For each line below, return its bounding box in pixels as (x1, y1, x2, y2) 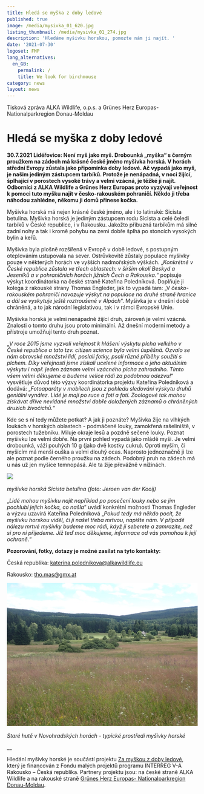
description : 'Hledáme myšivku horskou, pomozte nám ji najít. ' (7, 35, 175, 42)
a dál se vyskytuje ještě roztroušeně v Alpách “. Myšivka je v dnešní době (7, 297, 189, 305)
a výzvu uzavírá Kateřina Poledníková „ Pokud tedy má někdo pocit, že (7, 510, 182, 517)
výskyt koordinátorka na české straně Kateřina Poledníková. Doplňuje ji (7, 278, 184, 285)
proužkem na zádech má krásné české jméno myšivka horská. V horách (7, 158, 191, 165)
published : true (7, 16, 48, 22)
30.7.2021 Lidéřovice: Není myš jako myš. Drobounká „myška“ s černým (7, 151, 192, 159)
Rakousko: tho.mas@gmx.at (7, 571, 77, 578)
